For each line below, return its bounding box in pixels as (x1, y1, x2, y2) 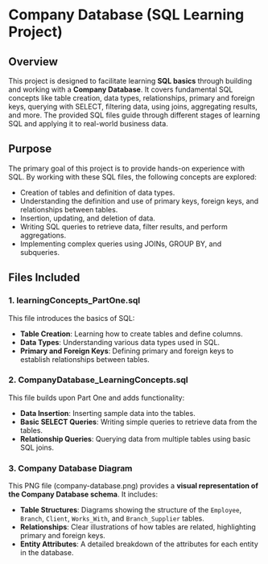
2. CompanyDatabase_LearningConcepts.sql (8, 374, 189, 385)
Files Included (8, 271, 80, 285)
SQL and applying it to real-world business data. (8, 119, 169, 128)
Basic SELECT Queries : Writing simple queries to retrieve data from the (19, 417, 258, 426)
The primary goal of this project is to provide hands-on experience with (8, 163, 245, 173)
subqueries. (19, 247, 60, 257)
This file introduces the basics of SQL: (8, 313, 135, 323)
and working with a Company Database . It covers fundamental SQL (8, 84, 233, 94)
